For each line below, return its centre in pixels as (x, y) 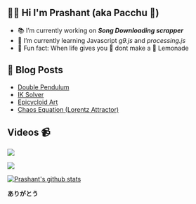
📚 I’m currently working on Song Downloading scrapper (100, 30)
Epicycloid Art (38, 102)
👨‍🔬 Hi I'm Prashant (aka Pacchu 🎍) (83, 13)
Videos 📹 (29, 133)
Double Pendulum (43, 87)
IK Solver (31, 94)
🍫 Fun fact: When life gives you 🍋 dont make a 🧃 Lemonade (103, 48)
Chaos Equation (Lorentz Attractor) (68, 109)
